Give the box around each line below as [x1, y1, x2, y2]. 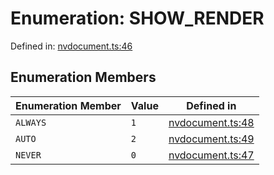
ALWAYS [15, 117, 47, 128]
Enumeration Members [10, 69, 157, 86]
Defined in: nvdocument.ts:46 [10, 40, 133, 52]
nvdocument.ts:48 [168, 115, 255, 129]
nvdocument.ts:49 [168, 132, 255, 146]
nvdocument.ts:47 [168, 148, 255, 162]
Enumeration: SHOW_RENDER [10, 7, 265, 30]
